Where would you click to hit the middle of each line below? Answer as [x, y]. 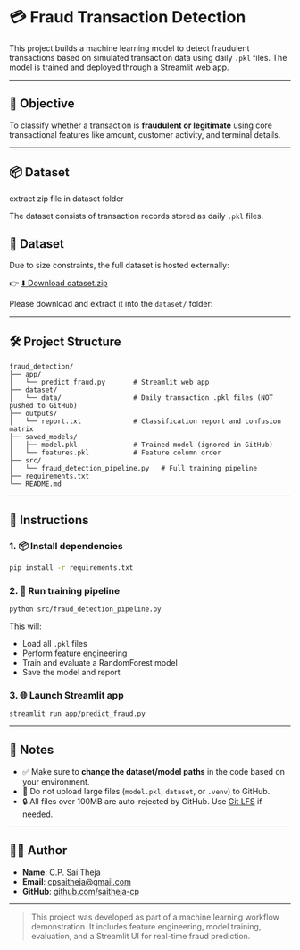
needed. [37, 814]
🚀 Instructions [49, 520]
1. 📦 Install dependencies [66, 546]
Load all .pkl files [54, 643]
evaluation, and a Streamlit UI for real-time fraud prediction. [141, 936]
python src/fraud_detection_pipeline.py [86, 609]
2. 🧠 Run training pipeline [65, 590]
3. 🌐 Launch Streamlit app [67, 695]
